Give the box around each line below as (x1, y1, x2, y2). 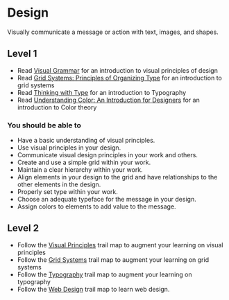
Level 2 (7, 222, 40, 234)
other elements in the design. (17, 180, 101, 188)
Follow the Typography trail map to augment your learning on (17, 270, 192, 279)
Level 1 (7, 48, 37, 60)
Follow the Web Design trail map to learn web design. (17, 285, 170, 293)
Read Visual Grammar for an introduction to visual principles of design (17, 66, 219, 74)
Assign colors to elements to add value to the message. (17, 202, 176, 211)
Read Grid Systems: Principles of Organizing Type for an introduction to (17, 73, 222, 82)
